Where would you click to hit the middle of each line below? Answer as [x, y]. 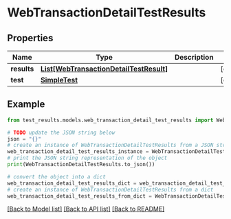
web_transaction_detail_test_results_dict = [72, 183]
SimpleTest [59, 80]
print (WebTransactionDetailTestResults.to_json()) [81, 165]
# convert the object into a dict [57, 176]
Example [26, 104]
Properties [30, 38]
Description [194, 57]
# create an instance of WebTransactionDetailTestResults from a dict [110, 189]
